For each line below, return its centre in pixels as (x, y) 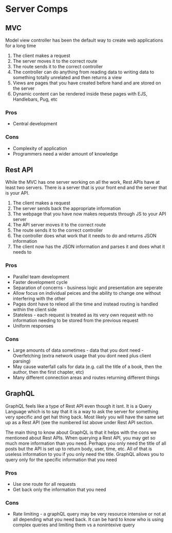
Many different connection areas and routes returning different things (86, 377)
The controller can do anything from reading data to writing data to (83, 72)
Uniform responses (33, 326)
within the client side (35, 309)
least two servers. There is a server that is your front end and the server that (86, 187)
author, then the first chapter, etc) (48, 372)
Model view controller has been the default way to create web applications (84, 40)
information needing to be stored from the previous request (75, 320)
